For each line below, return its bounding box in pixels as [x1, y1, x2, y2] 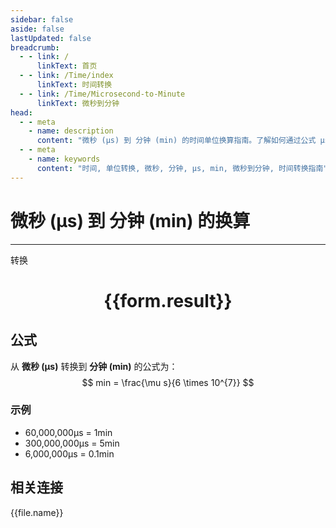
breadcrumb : [10, 42, 60, 53]
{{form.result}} [103, 289, 233, 312]
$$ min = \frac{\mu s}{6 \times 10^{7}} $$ [81, 376, 255, 388]
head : [10, 107, 33, 118]
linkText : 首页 [36, 61, 98, 71]
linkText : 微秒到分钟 [36, 98, 120, 108]
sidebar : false [10, 14, 74, 25]
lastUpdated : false [10, 33, 92, 43]
